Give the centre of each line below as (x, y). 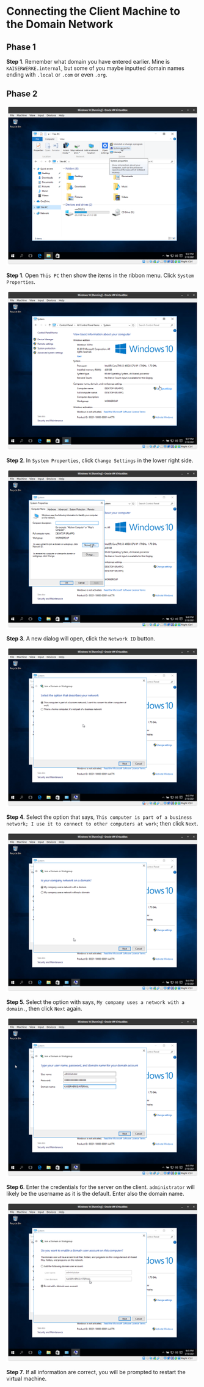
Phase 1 (21, 47)
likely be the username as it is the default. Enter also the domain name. (95, 1193)
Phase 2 (22, 94)
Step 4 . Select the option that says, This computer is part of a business (99, 817)
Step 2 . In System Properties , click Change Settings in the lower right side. (100, 460)
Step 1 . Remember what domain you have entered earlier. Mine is (88, 62)
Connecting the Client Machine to (93, 11)
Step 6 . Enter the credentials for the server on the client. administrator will (101, 1187)
